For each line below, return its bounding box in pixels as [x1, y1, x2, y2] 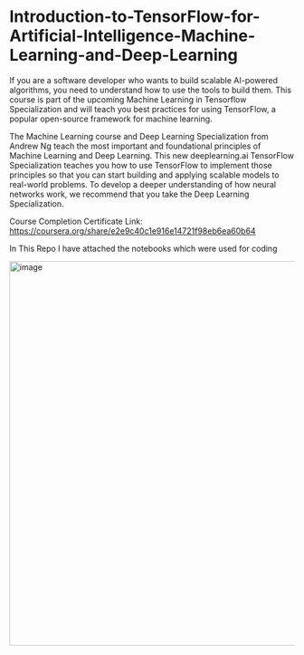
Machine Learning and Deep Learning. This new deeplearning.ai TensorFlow [9, 149, 294, 160]
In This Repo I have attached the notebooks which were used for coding [9, 243, 278, 254]
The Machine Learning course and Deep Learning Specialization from [9, 130, 269, 141]
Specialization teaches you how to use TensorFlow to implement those [9, 159, 273, 170]
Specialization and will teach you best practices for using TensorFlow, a [9, 103, 276, 114]
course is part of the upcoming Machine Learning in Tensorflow [9, 93, 247, 105]
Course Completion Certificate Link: [9, 216, 143, 226]
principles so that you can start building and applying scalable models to [9, 169, 280, 180]
